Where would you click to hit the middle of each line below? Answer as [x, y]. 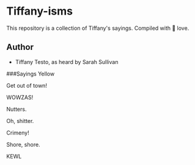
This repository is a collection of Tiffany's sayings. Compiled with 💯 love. [98, 28]
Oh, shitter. [20, 121]
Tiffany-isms [40, 11]
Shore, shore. [24, 144]
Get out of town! [27, 85]
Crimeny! [18, 133]
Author [20, 47]
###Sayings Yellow [31, 74]
